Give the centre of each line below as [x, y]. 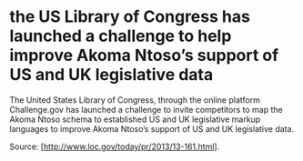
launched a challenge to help [121, 36]
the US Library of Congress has [130, 17]
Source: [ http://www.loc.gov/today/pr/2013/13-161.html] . [115, 146]
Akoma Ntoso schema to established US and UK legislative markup [135, 119]
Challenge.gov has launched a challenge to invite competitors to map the [146, 109]
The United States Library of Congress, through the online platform [135, 100]
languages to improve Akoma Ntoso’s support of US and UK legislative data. [151, 128]
